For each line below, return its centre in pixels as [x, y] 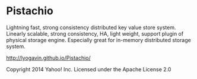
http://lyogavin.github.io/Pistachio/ [48, 58]
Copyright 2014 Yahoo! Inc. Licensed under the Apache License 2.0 [89, 69]
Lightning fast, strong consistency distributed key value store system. [91, 27]
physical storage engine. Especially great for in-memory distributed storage [99, 40]
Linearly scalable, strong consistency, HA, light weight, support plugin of [95, 33]
